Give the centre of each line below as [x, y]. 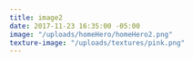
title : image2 [36, 17]
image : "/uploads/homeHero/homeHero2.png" [91, 34]
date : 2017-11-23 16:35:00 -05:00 [75, 26]
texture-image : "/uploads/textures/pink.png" [97, 43]
